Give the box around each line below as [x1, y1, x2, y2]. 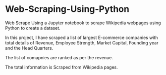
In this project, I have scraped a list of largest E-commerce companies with [5, 35, 158, 40]
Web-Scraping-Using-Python [5, 3, 130, 15]
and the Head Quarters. [5, 45, 54, 51]
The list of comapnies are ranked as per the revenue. [5, 54, 113, 60]
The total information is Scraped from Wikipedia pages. [5, 64, 118, 70]
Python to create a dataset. [5, 25, 60, 31]
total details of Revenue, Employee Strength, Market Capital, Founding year [5, 39, 159, 45]
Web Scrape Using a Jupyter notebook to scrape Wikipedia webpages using [5, 20, 161, 26]
